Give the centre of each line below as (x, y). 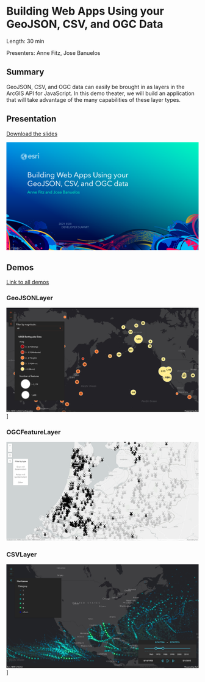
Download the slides (32, 134)
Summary (25, 72)
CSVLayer (22, 555)
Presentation (31, 119)
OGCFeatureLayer (34, 432)
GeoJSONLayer (30, 298)
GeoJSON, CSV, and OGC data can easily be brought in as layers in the (95, 87)
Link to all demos (28, 282)
